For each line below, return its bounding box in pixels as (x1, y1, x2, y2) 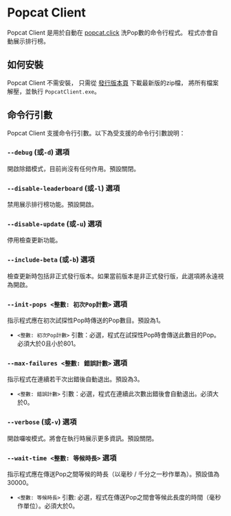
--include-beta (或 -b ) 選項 (7, 255, 95, 265)
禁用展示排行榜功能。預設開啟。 (7, 201, 98, 209)
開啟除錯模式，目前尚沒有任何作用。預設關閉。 (7, 164, 140, 172)
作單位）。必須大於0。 (16, 502, 79, 510)
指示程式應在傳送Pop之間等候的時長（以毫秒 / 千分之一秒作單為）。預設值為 (7, 469, 220, 478)
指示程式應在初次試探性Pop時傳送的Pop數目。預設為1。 (7, 316, 165, 324)
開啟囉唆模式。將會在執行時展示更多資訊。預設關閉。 (7, 434, 158, 442)
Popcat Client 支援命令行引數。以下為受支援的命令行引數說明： (7, 128, 186, 137)
